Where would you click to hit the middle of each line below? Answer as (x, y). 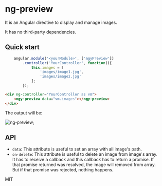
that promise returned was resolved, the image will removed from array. (84, 165)
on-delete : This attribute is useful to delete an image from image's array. (85, 154)
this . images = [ (47, 67)
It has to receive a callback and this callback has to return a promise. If (83, 160)
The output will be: (24, 112)
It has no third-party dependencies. (41, 32)
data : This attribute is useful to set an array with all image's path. (77, 149)
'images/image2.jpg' (61, 76)
